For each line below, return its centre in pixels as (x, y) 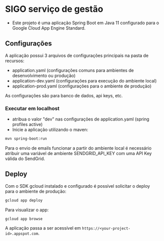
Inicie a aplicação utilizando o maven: (50, 130)
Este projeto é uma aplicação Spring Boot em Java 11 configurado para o (86, 23)
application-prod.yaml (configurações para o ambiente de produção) (82, 86)
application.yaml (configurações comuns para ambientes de (73, 70)
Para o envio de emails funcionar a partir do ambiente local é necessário (78, 148)
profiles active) (27, 124)
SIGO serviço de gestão (54, 9)
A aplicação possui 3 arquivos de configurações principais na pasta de (77, 55)
